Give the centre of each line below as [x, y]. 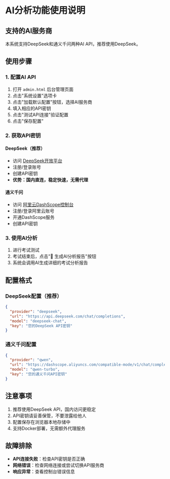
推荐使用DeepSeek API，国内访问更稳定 [54, 409]
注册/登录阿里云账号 [33, 211]
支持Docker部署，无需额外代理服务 [49, 428]
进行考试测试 [26, 250]
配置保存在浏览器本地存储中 [41, 422]
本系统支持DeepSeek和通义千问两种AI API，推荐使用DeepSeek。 [73, 44]
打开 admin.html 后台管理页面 [43, 89]
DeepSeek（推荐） [25, 148]
